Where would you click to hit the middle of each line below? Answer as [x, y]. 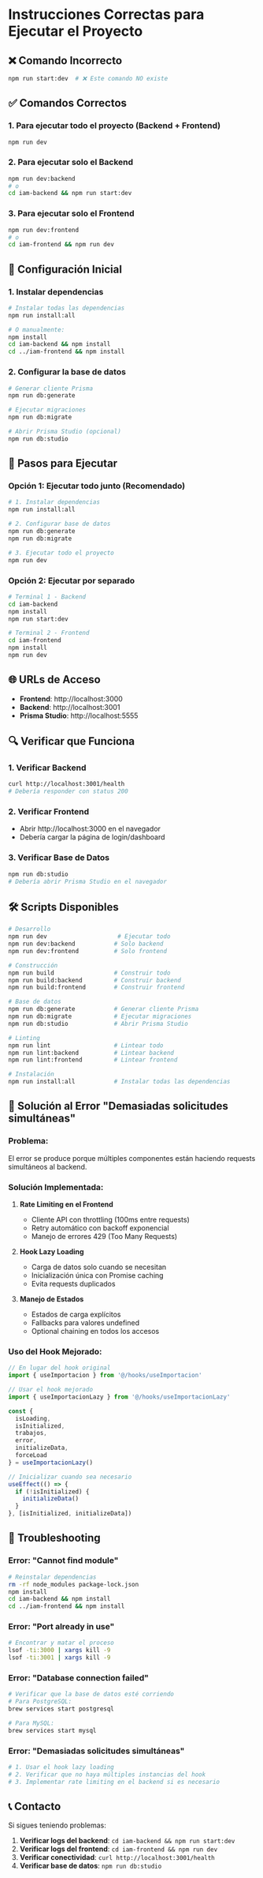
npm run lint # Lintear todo [86, 1045]
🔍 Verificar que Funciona [72, 741]
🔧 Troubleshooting [54, 1538]
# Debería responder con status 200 [68, 791]
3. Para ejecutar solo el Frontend [72, 213]
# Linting [24, 1038]
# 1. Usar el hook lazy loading [61, 1767]
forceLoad [31, 1455]
